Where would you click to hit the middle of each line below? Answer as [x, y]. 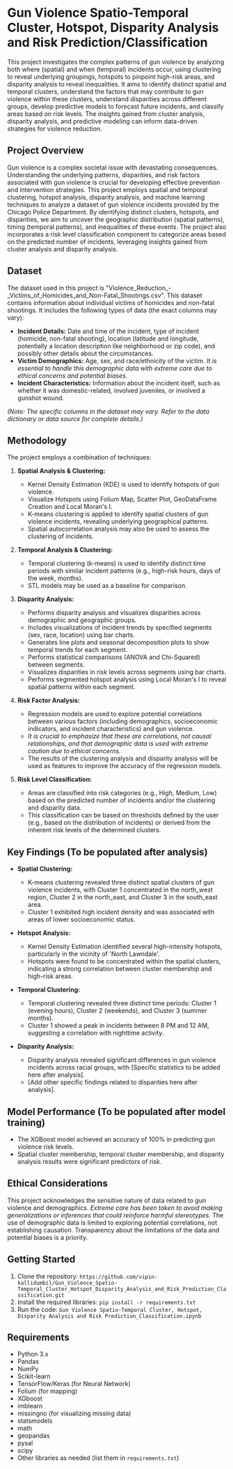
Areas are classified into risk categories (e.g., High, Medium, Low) [122, 793]
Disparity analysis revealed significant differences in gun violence [122, 1060]
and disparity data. [55, 808]
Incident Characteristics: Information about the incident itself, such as [119, 383]
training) [26, 1122]
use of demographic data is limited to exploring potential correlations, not [112, 1223]
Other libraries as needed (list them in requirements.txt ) [98, 1458]
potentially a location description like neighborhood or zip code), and [116, 346]
